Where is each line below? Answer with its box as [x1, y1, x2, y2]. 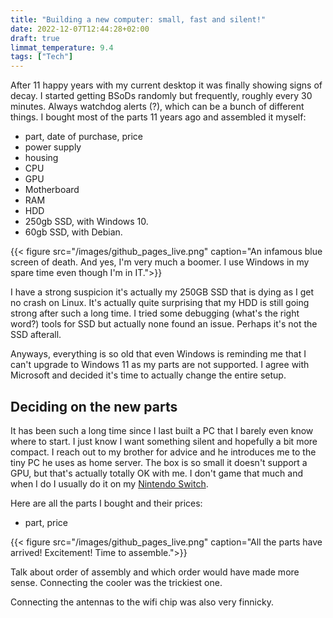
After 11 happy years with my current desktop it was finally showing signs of [10, 79, 323, 91]
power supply [24, 141, 82, 153]
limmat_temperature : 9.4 [10, 42, 114, 53]
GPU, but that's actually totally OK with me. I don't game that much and [10, 467, 303, 479]
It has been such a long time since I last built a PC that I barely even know [10, 424, 314, 436]
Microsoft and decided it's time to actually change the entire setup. [10, 369, 287, 381]
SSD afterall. [10, 329, 62, 341]
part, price [24, 516, 68, 528]
